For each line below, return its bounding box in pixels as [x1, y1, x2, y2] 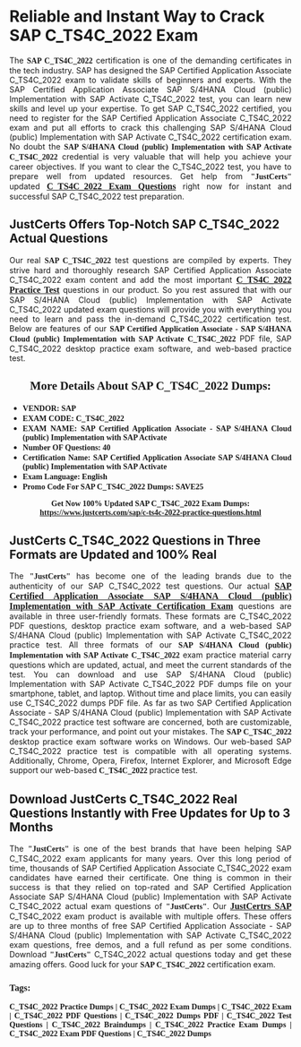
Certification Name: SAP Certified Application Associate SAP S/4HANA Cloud [21, 452, 292, 462]
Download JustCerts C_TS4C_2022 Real [9, 791, 237, 807]
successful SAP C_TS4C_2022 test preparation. [9, 191, 185, 202]
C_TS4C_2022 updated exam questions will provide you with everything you [9, 304, 292, 314]
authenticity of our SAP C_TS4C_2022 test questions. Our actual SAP [9, 580, 292, 592]
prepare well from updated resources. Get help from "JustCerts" [9, 170, 292, 181]
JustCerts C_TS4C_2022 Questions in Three [9, 533, 262, 548]
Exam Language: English [21, 472, 107, 481]
